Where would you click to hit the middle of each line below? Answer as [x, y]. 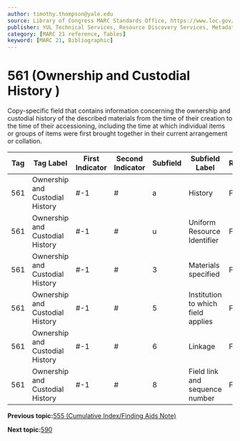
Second [130, 159]
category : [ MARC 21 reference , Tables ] [67, 34]
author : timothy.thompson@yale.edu [60, 14]
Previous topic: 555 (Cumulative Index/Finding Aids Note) [92, 416]
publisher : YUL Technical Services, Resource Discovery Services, [108, 27]
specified [204, 274]
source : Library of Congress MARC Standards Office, [87, 21]
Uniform [202, 223]
